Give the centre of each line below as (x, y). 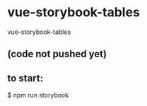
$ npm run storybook (38, 95)
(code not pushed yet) (57, 54)
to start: (25, 78)
